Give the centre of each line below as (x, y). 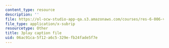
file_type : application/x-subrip (40, 24)
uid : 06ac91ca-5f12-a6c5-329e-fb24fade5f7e (52, 38)
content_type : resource (30, 10)
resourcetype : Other (27, 28)
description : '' (22, 14)
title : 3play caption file (33, 33)
